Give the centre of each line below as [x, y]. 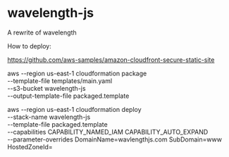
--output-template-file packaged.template [68, 96]
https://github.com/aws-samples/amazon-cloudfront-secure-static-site [111, 59]
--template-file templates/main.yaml [60, 81]
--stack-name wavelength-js [49, 117]
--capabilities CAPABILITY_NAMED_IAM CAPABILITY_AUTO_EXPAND [108, 132]
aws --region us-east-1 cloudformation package [77, 73]
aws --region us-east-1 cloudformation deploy [75, 109]
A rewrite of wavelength [42, 32]
